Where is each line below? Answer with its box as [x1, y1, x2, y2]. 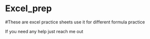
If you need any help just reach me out [5, 28, 83, 34]
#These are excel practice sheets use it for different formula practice [5, 19, 145, 25]
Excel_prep [5, 3, 52, 14]
